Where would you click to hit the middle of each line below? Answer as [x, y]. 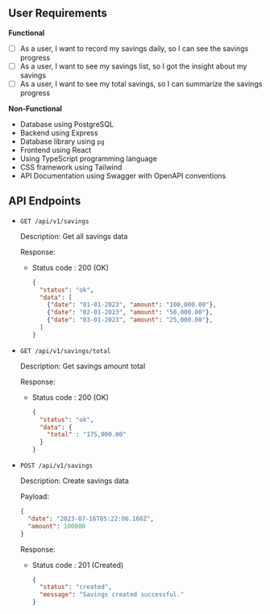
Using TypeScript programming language [88, 158]
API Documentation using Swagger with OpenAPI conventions [123, 176]
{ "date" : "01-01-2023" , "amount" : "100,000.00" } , [132, 305]
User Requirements [58, 13]
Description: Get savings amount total [83, 366]
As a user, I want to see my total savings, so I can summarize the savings [141, 83]
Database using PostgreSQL [67, 124]
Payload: [35, 497]
